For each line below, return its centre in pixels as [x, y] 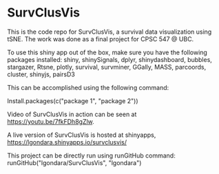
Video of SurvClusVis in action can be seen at [72, 114]
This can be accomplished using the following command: [88, 87]
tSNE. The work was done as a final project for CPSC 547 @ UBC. [101, 39]
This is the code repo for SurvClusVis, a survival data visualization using [109, 32]
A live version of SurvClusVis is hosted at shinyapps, [82, 135]
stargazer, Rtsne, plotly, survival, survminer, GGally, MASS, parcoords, [107, 67]
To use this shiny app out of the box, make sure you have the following [107, 52]
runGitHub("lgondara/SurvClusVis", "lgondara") [74, 162]
